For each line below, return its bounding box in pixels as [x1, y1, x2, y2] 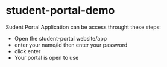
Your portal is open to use [14, 54, 79, 61]
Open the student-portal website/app [14, 35, 107, 42]
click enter [14, 47, 41, 54]
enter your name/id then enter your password [14, 41, 128, 48]
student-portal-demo [5, 4, 115, 17]
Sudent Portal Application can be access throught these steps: [5, 23, 161, 31]
